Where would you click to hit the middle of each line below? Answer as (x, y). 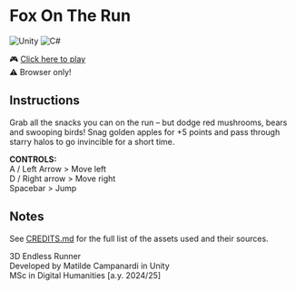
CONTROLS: (33, 159)
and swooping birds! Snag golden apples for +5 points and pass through (145, 131)
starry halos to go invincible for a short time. (92, 141)
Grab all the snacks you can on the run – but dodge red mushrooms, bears (148, 122)
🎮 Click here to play (48, 59)
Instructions (44, 101)
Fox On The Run (70, 16)
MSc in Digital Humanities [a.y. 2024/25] (85, 275)
